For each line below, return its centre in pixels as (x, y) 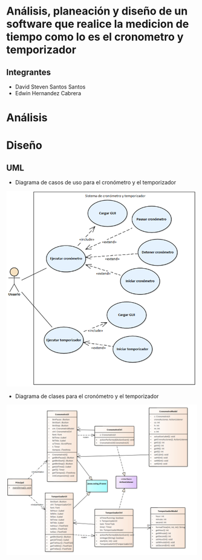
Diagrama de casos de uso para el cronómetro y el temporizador (96, 183)
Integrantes (29, 72)
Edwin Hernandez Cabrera (48, 93)
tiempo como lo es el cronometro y (95, 37)
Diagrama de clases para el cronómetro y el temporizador (87, 396)
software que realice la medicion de (98, 24)
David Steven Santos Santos (50, 87)
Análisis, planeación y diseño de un (97, 11)
